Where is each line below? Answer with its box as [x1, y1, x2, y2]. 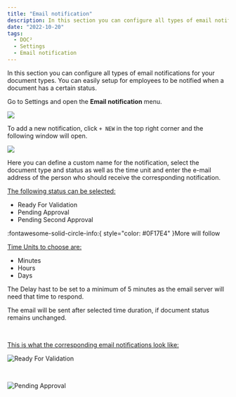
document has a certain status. [7, 84, 97, 92]
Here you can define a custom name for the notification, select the [7, 158, 199, 167]
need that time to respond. [7, 292, 84, 301]
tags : [7, 30, 23, 37]
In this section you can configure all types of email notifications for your [7, 68, 216, 77]
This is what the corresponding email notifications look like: [7, 340, 179, 349]
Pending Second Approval [17, 215, 93, 223]
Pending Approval [17, 208, 70, 216]
